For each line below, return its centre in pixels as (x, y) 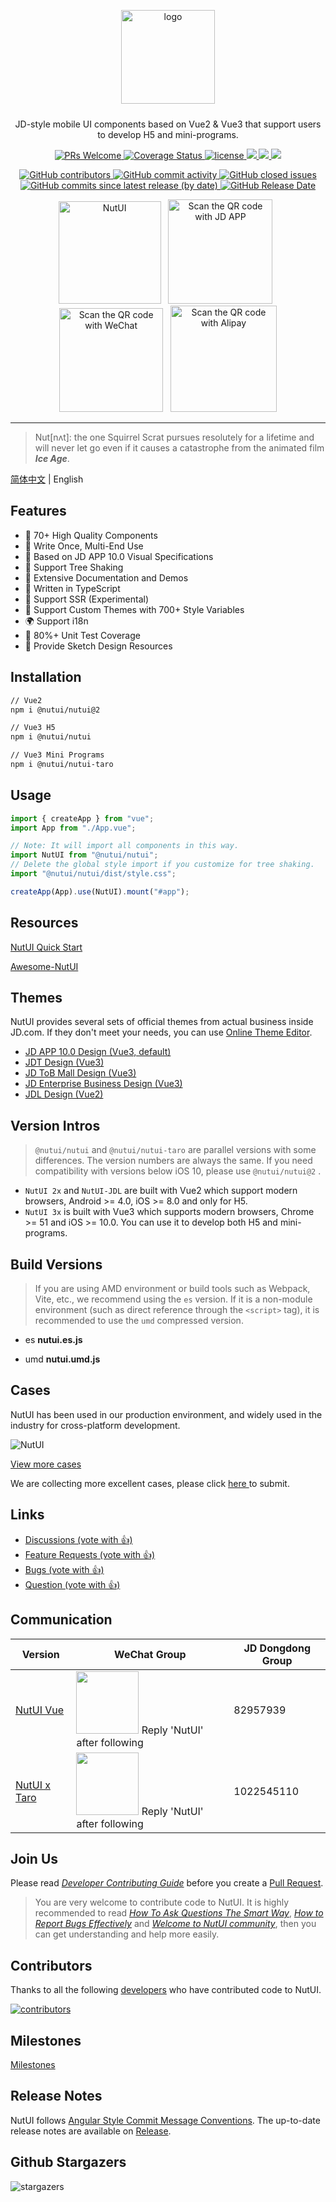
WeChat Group (150, 1654)
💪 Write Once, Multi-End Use (84, 546)
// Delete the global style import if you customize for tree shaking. (162, 865)
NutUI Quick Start (46, 947)
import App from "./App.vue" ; (73, 828)
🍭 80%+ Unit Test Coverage (82, 635)
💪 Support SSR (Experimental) (87, 599)
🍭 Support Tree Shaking (74, 567)
